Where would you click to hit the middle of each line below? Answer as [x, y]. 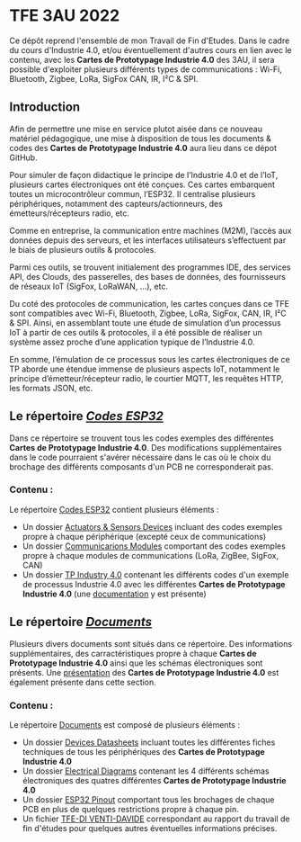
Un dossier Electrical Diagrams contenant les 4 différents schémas [146, 771]
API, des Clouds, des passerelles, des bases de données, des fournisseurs [147, 276]
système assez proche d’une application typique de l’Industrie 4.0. [132, 342]
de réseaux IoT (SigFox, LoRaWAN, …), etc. [89, 286]
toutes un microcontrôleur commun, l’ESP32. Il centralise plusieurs [133, 193]
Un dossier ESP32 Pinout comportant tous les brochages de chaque [148, 799]
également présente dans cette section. [83, 682]
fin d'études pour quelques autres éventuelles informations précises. [150, 828]
